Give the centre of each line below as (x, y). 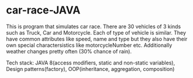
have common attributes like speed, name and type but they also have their (97, 39)
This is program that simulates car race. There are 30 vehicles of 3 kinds (94, 26)
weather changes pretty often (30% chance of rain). (69, 51)
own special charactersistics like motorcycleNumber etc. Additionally (89, 45)
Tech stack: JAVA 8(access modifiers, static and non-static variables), (91, 63)
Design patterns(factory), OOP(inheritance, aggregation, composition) (90, 69)
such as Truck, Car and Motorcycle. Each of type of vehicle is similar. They (96, 32)
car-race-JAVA (43, 10)
